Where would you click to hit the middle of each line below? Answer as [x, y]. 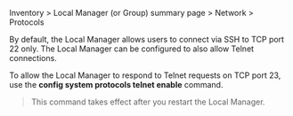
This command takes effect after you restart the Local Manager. [148, 102]
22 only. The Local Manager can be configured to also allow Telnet [132, 49]
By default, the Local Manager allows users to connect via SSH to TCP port [147, 39]
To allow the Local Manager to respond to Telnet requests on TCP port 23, [145, 75]
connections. [33, 58]
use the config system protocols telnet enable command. [116, 85]
